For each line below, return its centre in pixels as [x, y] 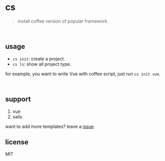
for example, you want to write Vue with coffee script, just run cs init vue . [83, 74]
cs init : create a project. [39, 59]
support [18, 99]
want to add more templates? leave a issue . [50, 126]
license [17, 142]
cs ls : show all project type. [42, 64]
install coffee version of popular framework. [63, 21]
